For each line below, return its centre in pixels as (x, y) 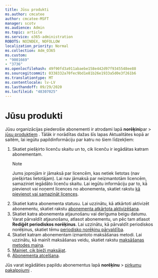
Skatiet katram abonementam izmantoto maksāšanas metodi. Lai (77, 235)
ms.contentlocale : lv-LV (30, 82)
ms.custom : (16, 55)
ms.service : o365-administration (39, 37)
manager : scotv (20, 23)
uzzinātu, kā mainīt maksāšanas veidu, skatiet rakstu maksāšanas (78, 240)
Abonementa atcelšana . (36, 255)
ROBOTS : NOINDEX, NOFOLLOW (32, 42)
